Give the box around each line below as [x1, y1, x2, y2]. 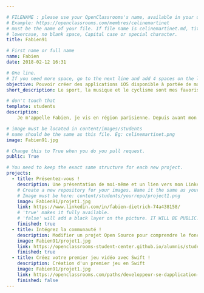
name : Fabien [6, 53, 39, 59]
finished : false [17, 277, 59, 283]
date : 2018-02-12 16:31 [6, 59, 67, 65]
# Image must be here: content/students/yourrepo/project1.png [17, 192, 181, 199]
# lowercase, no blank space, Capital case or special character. [6, 31, 178, 37]
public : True [6, 153, 39, 160]
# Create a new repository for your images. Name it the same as [17, 187, 186, 193]
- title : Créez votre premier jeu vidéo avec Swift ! [12, 255, 151, 261]
